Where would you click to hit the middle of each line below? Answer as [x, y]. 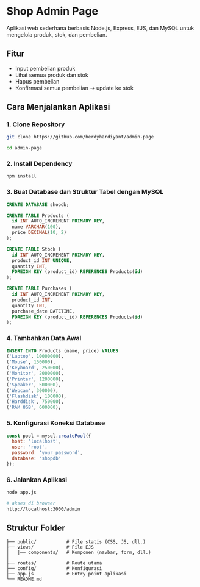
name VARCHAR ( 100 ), [37, 227]
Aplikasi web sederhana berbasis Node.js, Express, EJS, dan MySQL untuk [100, 28]
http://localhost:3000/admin [43, 509]
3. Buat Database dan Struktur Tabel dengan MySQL [85, 192]
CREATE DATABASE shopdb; [38, 205]
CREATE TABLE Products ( [38, 215]
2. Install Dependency [39, 164]
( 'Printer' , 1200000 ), [35, 379]
